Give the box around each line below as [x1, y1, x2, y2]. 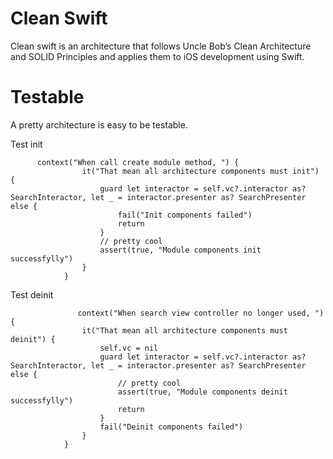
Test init [10, 138, 43, 150]
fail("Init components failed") [117, 210, 253, 220]
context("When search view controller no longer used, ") [77, 308, 325, 318]
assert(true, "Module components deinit [117, 387, 288, 397]
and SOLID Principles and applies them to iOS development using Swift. [10, 50, 305, 62]
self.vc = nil [99, 343, 159, 353]
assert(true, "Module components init [99, 245, 262, 255]
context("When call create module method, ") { [36, 157, 240, 167]
